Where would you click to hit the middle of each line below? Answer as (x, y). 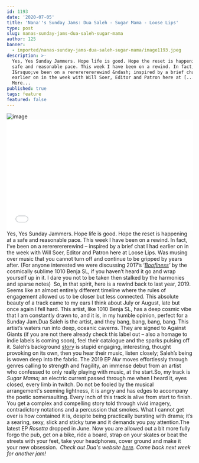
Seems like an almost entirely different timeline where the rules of (86, 290)
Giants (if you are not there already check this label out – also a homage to (97, 334)
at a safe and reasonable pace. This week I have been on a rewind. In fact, (97, 239)
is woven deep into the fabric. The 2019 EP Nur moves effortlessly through (97, 359)
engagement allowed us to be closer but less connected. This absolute (93, 296)
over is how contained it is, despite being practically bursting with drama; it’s (100, 416)
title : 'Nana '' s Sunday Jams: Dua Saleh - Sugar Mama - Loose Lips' (93, 22)
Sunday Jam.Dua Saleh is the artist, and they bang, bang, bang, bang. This (98, 321)
